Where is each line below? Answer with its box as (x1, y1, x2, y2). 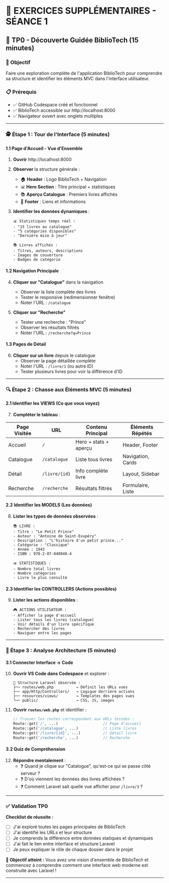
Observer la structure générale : (13, 166, 80, 172)
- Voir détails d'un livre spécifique (13, 622, 94, 627)
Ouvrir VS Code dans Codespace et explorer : (13, 671, 109, 677)
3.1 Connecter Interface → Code (6, 659, 73, 666)
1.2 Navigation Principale (6, 267, 59, 274)
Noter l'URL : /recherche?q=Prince (20, 330, 91, 336)
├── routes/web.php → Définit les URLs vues (13, 685, 128, 690)
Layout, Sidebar (122, 470, 160, 477)
